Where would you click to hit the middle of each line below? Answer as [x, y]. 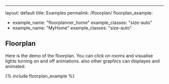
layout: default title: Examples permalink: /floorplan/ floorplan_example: [79, 13]
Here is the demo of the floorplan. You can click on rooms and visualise [79, 55]
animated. [16, 66]
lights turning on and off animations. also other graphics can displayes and [82, 61]
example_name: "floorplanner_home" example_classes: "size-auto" [82, 22]
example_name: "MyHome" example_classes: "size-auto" [72, 28]
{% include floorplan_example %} [40, 76]
